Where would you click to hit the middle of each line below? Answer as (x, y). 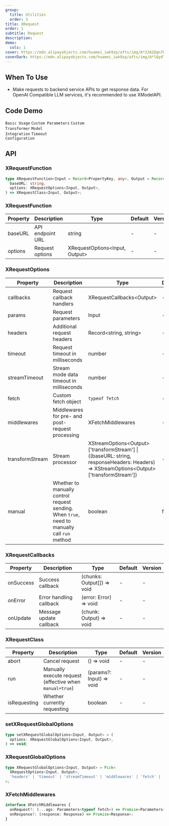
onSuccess (21, 583)
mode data (65, 374)
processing (66, 435)
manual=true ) (59, 688)
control (61, 495)
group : (12, 10)
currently (54, 703)
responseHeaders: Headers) (121, 462)
